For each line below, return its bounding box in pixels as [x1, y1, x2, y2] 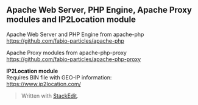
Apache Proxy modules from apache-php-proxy [6, 49, 127, 56]
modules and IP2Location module [6, 15, 136, 25]
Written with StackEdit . [21, 92, 79, 100]
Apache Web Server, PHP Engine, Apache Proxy [6, 5, 192, 15]
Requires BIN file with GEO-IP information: [6, 73, 112, 81]
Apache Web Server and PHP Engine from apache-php [6, 31, 144, 38]
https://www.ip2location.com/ [6, 80, 81, 87]
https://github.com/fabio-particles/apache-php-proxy [6, 55, 141, 63]
